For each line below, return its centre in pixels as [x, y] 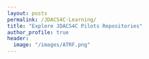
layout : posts [27, 13]
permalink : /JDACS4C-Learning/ [52, 20]
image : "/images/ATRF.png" [52, 45]
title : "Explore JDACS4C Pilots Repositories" [75, 26]
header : [18, 39]
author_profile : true [38, 32]
